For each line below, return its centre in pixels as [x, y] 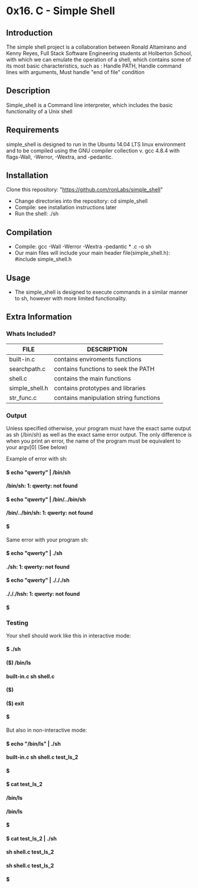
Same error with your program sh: [47, 540]
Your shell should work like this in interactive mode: [69, 636]
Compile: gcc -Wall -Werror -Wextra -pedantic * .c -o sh [83, 246]
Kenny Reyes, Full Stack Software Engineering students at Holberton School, [99, 53]
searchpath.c [27, 368]
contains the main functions [92, 379]
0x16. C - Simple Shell [61, 11]
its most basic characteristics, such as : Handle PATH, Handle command [94, 66]
